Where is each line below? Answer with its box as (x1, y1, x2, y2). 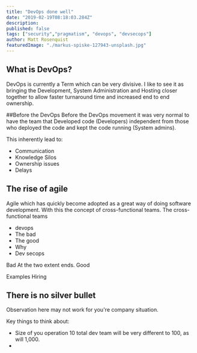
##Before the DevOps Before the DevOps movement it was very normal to (6, 111, 190, 118)
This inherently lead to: (6, 136, 63, 143)
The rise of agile (6, 184, 68, 194)
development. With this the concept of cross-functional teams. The (6, 206, 172, 213)
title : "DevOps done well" (6, 8, 74, 15)
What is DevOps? (6, 64, 72, 75)
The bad (14, 231, 36, 238)
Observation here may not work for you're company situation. (6, 306, 159, 313)
